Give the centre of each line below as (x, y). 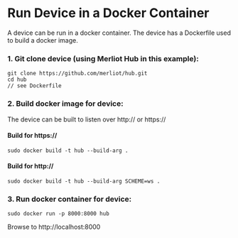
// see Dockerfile (34, 86)
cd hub (17, 80)
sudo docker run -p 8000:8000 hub (59, 214)
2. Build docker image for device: (65, 104)
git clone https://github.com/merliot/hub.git (77, 74)
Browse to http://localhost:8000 (54, 227)
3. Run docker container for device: (70, 199)
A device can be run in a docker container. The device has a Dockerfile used (119, 33)
